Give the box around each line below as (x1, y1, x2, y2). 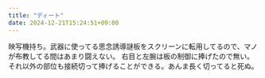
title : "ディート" (8, 11, 64, 20)
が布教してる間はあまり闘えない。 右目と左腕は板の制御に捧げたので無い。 (8, 51, 255, 61)
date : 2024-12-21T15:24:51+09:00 (8, 19, 119, 27)
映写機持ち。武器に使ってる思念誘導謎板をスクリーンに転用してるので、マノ (8, 41, 259, 51)
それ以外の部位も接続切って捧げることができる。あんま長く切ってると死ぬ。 (8, 61, 259, 71)
